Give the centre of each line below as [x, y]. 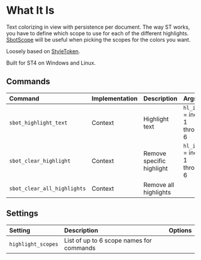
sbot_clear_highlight [40, 161]
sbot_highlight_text [38, 123]
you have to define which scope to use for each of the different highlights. [98, 33]
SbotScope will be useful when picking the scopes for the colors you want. [98, 39]
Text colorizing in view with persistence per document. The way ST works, [98, 27]
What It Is [31, 10]
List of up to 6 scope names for [108, 240]
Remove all [159, 185]
